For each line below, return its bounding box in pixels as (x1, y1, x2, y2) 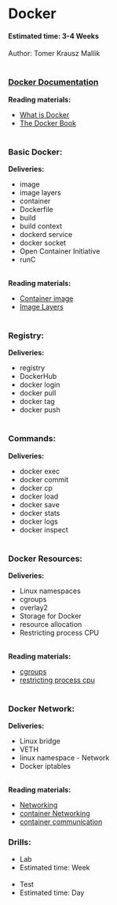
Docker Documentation (8, 76, 99, 87)
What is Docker (19, 109, 70, 119)
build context (19, 221, 63, 231)
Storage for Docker (19, 611, 82, 621)
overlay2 (19, 603, 49, 612)
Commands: (8, 433, 57, 444)
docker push (19, 405, 61, 414)
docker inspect (19, 525, 68, 534)
